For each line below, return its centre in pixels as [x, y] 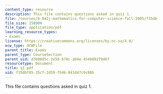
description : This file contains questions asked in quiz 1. [68, 14]
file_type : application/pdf [33, 28]
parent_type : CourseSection [33, 55]
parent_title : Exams [26, 50]
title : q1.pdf [19, 68]
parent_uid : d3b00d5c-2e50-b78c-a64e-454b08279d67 [57, 59]
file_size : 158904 [24, 23]
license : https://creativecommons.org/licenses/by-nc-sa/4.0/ [69, 41]
